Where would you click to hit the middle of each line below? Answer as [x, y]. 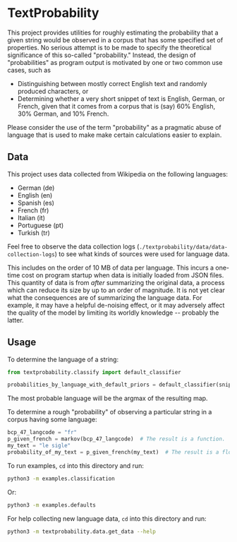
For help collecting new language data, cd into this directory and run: [107, 518]
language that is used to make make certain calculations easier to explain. [115, 135]
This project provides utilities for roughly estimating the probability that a [113, 32]
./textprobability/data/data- [183, 247]
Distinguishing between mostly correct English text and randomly [112, 83]
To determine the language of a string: [63, 359]
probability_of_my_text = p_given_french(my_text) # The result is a [113, 452]
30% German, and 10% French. [63, 114]
